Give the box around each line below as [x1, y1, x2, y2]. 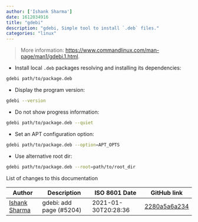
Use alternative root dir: [14, 153, 72, 160]
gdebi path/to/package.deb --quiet [6, 120, 94, 125]
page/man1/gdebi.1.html [20, 53, 78, 60]
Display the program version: [14, 87, 85, 93]
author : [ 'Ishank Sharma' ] [6, 8, 72, 15]
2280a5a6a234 [144, 202, 189, 210]
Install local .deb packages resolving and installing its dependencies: [14, 64, 181, 71]
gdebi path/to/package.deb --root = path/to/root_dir [6, 164, 136, 170]
